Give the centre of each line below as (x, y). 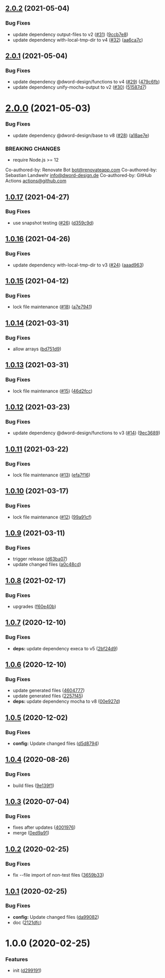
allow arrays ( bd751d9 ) (37, 349)
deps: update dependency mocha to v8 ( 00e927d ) (67, 701)
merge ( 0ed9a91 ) (31, 833)
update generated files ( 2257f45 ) (48, 696)
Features (17, 959)
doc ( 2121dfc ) (27, 922)
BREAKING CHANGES (33, 149)
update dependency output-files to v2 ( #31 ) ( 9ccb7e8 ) (70, 34)
